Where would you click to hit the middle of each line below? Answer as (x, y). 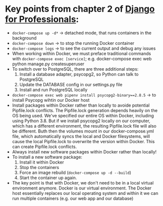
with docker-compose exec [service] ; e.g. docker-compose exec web (82, 58)
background (24, 38)
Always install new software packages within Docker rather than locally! (84, 151)
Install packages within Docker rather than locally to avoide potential (81, 105)
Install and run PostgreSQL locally (53, 90)
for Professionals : (42, 19)
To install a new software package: (47, 157)
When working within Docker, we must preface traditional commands (81, 53)
